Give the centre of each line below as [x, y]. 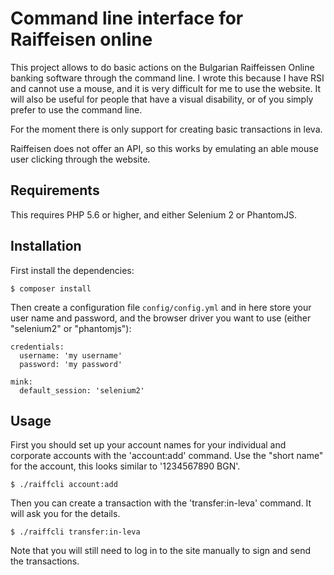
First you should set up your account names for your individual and [148, 445]
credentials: [37, 347]
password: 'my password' [71, 364]
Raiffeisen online [81, 39]
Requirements [55, 190]
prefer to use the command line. [76, 109]
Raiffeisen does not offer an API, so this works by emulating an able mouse [164, 148]
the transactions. [45, 561]
